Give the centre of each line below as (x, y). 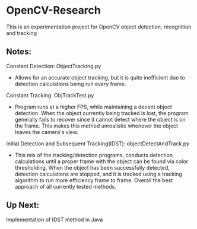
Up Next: (23, 205)
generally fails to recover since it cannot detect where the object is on (100, 119)
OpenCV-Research (53, 10)
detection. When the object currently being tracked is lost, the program (101, 113)
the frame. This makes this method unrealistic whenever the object (96, 126)
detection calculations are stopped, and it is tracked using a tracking (98, 174)
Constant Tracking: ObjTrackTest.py (50, 95)
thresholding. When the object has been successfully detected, (92, 167)
